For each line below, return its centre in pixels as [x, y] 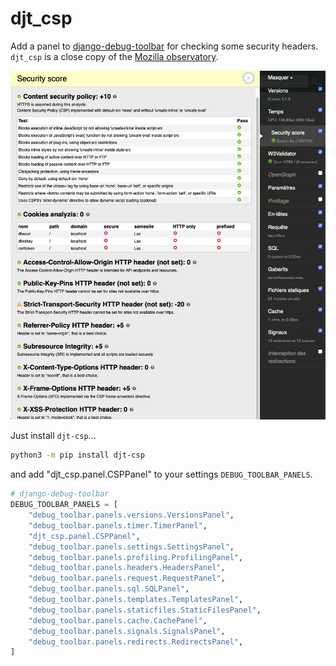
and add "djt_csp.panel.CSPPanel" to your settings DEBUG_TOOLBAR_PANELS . [161, 474]
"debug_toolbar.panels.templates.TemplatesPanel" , [136, 600]
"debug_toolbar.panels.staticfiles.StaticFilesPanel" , [145, 610]
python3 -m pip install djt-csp [77, 455]
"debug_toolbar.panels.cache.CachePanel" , [118, 620]
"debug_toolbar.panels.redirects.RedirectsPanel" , [136, 642]
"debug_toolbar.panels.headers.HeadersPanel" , [127, 568]
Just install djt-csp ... [53, 436]
